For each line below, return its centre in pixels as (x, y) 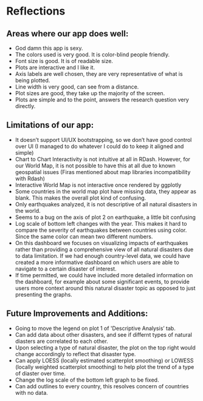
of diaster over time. (40, 373)
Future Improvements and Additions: (77, 314)
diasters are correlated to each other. (61, 341)
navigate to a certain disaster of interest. (66, 269)
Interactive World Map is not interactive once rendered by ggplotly (98, 185)
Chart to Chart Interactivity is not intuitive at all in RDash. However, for (102, 159)
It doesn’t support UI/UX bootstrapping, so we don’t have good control (103, 140)
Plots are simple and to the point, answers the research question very (102, 99)
